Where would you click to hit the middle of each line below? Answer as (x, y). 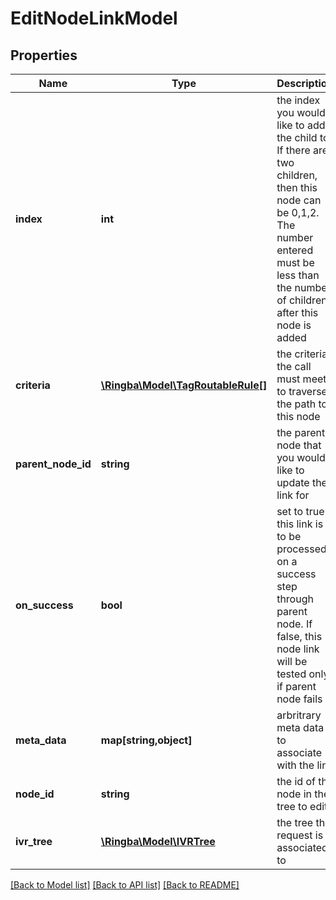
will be (292, 661)
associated (302, 847)
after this (297, 312)
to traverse (302, 391)
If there (293, 150)
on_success (44, 605)
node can (299, 200)
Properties (44, 55)
